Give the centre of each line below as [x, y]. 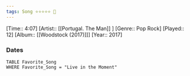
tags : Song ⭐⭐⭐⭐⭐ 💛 [31, 11]
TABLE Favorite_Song [32, 62]
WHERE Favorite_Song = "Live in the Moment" [62, 67]
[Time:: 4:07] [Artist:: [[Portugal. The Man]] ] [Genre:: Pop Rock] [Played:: [95, 28]
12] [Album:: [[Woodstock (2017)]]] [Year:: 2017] [64, 34]
